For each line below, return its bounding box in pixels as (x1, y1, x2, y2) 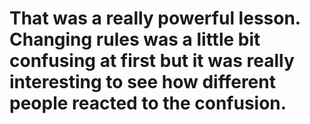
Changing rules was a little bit (9, 28, 261, 51)
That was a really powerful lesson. (9, 7, 301, 30)
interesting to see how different (9, 71, 276, 94)
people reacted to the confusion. (9, 92, 287, 115)
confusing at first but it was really (9, 50, 295, 72)
